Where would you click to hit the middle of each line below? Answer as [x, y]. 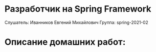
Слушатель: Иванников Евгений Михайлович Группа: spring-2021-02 [77, 22]
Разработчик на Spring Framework [78, 9]
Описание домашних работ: [65, 42]
